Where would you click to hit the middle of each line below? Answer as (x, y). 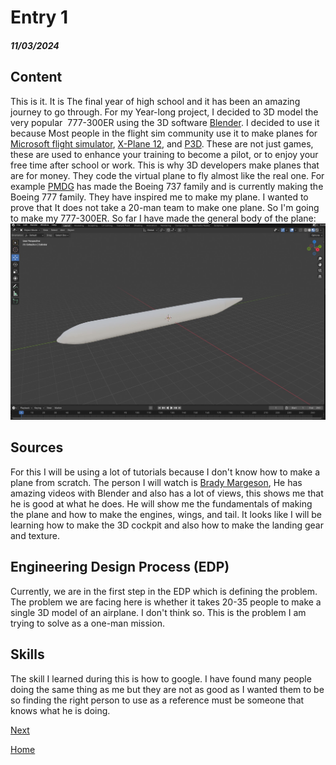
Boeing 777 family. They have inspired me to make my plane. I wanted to (159, 197)
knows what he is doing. (60, 710)
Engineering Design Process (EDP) (120, 567)
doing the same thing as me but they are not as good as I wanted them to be (167, 689)
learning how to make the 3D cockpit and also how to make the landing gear (167, 525)
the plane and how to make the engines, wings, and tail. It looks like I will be (166, 514)
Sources (37, 447)
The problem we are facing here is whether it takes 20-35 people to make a (166, 602)
